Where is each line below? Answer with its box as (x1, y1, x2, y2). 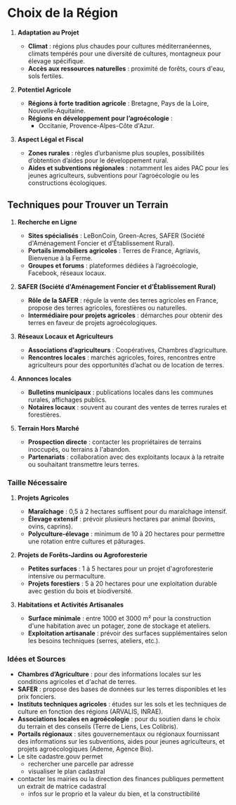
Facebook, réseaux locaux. (27, 269, 107, 277)
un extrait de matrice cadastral (17, 782, 107, 791)
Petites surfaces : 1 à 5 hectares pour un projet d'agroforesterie (27, 564, 214, 573)
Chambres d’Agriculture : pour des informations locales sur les (17, 670, 202, 678)
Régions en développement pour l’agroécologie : (27, 114, 173, 122)
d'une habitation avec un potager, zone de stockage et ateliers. (27, 621, 211, 630)
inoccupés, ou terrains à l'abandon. (27, 445, 131, 453)
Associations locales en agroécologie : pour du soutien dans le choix (17, 715, 221, 723)
